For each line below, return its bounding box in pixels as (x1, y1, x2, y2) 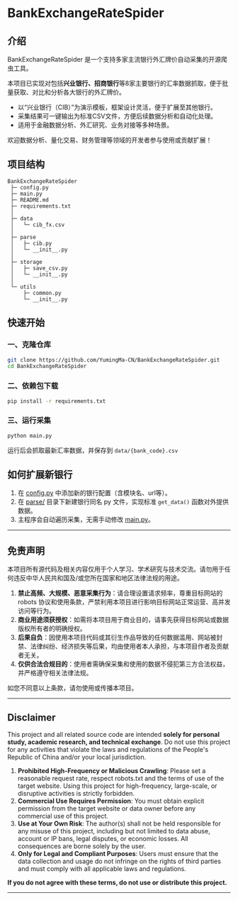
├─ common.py (23, 289, 62, 296)
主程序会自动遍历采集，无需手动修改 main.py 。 (17, 516, 154, 524)
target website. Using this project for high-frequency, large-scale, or (17, 782, 217, 790)
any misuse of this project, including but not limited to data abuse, (17, 827, 210, 835)
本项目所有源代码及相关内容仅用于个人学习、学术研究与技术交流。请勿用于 (7, 565, 225, 574)
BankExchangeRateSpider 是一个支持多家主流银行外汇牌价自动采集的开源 (7, 55, 222, 63)
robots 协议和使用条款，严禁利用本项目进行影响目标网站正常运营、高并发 (17, 598, 231, 606)
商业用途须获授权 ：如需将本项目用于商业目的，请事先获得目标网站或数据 (17, 616, 229, 624)
